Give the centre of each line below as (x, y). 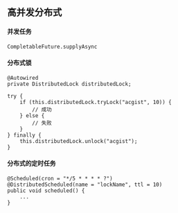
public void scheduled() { (46, 191)
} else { (32, 116)
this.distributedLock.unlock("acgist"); (79, 141)
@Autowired (23, 78)
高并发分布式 (35, 12)
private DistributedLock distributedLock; (69, 84)
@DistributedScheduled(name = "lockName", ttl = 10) (85, 185)
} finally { (24, 135)
